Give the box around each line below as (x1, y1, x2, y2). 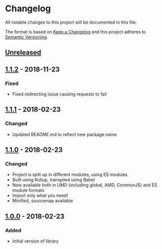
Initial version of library (12, 238, 59, 244)
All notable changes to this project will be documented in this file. (5, 19, 137, 25)
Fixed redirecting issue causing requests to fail (12, 91, 107, 97)
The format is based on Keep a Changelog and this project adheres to (5, 29, 146, 35)
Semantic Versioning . (5, 34, 48, 40)
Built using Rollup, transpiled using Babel (12, 177, 95, 183)
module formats (12, 187, 45, 193)
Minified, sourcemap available (12, 198, 73, 204)
